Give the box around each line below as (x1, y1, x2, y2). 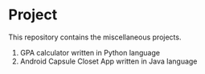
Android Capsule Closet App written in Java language (19, 56, 198, 66)
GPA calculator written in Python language (19, 47, 161, 57)
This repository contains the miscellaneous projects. (8, 32, 182, 42)
